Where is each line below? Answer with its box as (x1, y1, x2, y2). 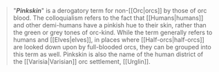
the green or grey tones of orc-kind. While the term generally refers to (12, 28, 213, 36)
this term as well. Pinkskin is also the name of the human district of (12, 50, 204, 58)
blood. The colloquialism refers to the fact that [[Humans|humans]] (12, 14, 204, 22)
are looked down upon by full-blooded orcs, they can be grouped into (12, 43, 211, 51)
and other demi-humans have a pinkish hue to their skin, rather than (12, 21, 207, 29)
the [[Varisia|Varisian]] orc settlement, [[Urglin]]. (12, 58, 151, 65)
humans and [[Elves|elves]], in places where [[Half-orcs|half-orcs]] (12, 36, 204, 44)
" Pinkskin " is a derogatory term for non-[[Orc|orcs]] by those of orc (12, 7, 207, 14)
